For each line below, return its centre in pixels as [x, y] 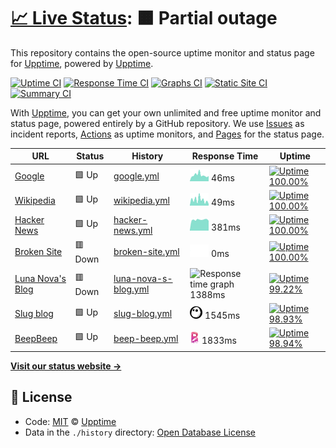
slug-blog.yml [143, 314]
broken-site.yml [146, 252]
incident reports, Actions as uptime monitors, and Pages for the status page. [167, 134]
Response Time [225, 156]
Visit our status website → [66, 366]
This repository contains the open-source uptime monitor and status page [162, 52]
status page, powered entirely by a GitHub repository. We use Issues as [157, 123]
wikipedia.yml [141, 201]
